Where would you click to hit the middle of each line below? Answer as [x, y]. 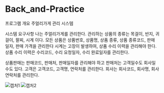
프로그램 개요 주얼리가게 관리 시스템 [39, 23]
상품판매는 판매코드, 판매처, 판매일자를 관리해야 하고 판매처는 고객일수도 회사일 [81, 62]
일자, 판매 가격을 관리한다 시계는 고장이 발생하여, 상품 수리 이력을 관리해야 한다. [81, 46]
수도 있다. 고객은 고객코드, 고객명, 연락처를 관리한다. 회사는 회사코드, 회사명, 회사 [82, 69]
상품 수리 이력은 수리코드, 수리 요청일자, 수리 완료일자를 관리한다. [67, 52]
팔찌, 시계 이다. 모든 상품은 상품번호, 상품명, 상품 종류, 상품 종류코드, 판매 [85, 40]
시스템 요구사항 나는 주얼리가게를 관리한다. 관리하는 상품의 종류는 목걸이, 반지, [80, 33]
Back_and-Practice [45, 9]
